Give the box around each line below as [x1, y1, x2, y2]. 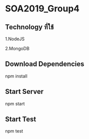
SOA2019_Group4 [5, 3, 80, 14]
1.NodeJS [5, 36, 25, 42]
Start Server [5, 87, 44, 96]
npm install [5, 73, 28, 79]
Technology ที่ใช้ [5, 23, 54, 31]
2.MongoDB [5, 46, 30, 51]
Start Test [5, 115, 36, 124]
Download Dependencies [5, 60, 85, 69]
